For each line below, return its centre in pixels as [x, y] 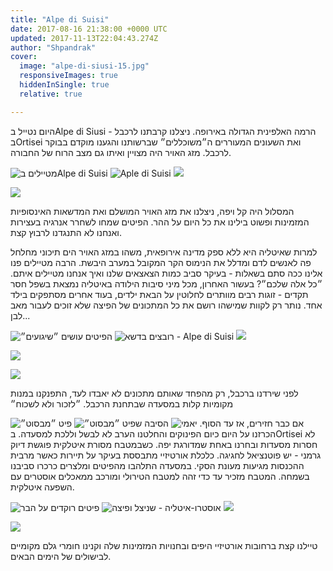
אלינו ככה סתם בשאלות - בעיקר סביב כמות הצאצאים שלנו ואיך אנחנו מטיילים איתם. [166, 273]
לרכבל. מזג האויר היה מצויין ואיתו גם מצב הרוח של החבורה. [121, 152]
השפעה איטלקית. [42, 487]
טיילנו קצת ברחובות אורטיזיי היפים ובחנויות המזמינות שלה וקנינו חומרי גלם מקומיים [164, 545]
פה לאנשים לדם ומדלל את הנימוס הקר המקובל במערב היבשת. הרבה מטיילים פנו [161, 262]
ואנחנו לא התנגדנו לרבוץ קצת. [66, 232]
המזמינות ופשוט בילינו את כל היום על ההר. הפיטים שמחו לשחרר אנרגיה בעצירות [160, 222]
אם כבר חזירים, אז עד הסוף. [252, 423]
